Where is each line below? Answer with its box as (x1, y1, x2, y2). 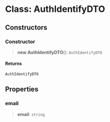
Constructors (5, 23, 48, 32)
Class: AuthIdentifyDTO (5, 3, 106, 15)
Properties (5, 85, 39, 94)
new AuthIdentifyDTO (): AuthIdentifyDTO (17, 49, 103, 55)
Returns (5, 61, 22, 66)
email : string (17, 111, 45, 117)
